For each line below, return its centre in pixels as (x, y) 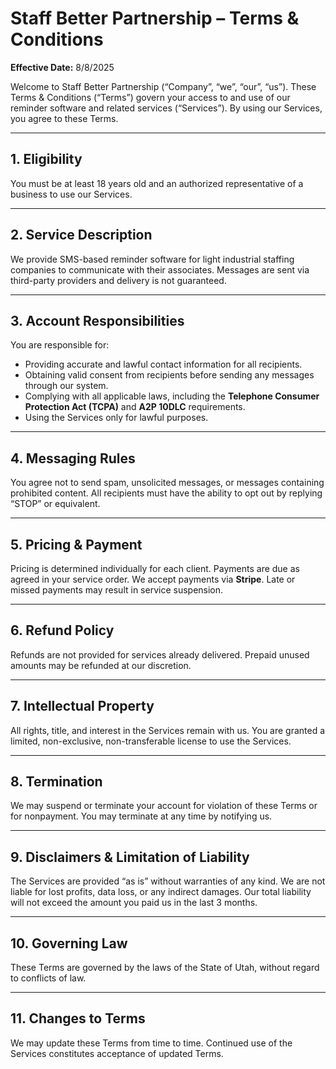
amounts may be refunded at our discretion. (101, 665)
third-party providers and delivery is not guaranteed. (118, 280)
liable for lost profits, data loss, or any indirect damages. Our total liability (161, 892)
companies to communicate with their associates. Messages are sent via (160, 269)
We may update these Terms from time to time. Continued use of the (151, 1043)
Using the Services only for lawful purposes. (116, 418)
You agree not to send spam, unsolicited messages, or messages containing (167, 483)
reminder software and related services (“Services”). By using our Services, (166, 108)
